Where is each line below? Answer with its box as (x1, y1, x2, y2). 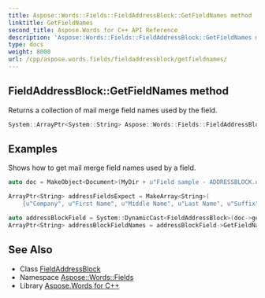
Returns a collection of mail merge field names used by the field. (8, 105, 218, 115)
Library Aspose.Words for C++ (19, 281, 120, 290)
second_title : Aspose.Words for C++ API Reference (8, 26, 178, 34)
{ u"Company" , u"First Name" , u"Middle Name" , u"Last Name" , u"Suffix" (22, 200, 259, 208)
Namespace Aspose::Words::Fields (19, 272, 134, 281)
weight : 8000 (8, 48, 51, 56)
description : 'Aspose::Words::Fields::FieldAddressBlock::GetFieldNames (8, 33, 252, 42)
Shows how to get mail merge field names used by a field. (8, 163, 196, 173)
